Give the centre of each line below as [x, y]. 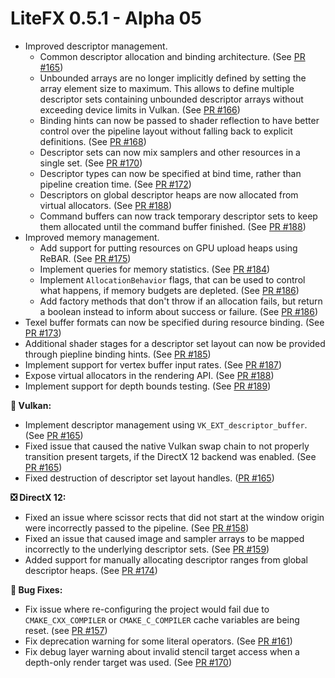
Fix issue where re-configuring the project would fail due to [147, 609]
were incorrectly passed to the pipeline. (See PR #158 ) [137, 528]
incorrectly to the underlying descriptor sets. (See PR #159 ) [147, 549]
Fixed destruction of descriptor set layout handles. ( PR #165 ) [149, 478]
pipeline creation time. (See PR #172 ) [115, 184]
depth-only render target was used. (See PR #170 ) [128, 662]
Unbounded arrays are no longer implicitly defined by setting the [173, 78]
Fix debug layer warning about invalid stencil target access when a [162, 651]
